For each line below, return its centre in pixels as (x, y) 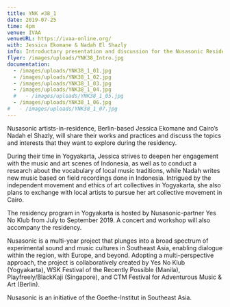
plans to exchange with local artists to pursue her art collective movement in (115, 192)
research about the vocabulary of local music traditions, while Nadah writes (114, 170)
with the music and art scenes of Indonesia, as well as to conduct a (102, 163)
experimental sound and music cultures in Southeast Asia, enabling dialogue (115, 248)
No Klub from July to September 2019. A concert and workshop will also (109, 220)
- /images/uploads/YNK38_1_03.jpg (62, 83)
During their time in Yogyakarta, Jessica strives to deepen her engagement (113, 156)
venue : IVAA (24, 32)
